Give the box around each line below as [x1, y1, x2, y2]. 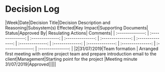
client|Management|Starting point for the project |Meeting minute [5, 56, 138, 62]
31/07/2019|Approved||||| [5, 61, 56, 67]
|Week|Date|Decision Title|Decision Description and [5, 20, 111, 25]
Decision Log [5, 3, 60, 15]
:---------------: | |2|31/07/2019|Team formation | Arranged [37, 46, 159, 51]
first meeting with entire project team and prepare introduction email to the [5, 50, 157, 57]
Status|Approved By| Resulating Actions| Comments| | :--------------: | [5, 30, 149, 36]
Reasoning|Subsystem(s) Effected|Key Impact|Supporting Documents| [5, 24, 149, 30]
